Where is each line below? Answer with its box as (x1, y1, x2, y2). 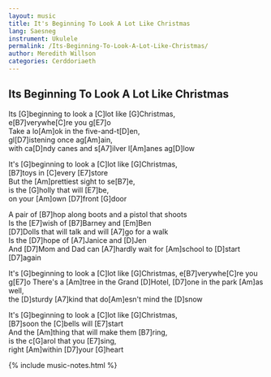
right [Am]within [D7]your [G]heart (8, 344, 124, 354)
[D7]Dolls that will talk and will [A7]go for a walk (8, 227, 169, 236)
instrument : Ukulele (8, 34, 79, 43)
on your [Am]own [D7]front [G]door (8, 193, 127, 203)
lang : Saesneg (8, 27, 57, 35)
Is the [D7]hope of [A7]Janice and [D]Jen (8, 235, 147, 245)
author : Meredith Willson (8, 50, 96, 58)
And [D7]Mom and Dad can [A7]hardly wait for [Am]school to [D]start (8, 244, 241, 253)
